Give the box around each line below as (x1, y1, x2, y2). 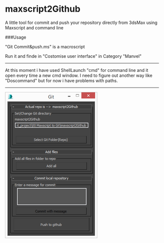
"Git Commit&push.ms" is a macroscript (5, 44, 85, 49)
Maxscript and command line (5, 24, 63, 30)
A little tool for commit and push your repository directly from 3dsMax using (5, 20, 158, 25)
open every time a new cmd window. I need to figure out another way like (5, 72, 153, 78)
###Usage (5, 34, 27, 40)
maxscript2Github (5, 3, 81, 15)
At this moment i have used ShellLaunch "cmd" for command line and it (5, 67, 148, 73)
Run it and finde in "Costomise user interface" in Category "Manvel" (5, 53, 142, 59)
